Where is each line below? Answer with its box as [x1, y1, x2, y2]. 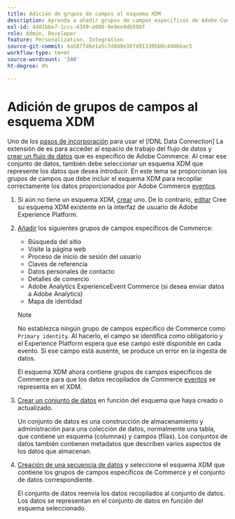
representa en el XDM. [17, 382, 83, 391]
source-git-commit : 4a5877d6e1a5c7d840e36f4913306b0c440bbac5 [7, 43, 192, 50]
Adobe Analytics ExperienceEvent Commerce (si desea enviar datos [27, 282, 225, 290]
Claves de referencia [27, 259, 88, 268]
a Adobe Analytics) [27, 289, 83, 298]
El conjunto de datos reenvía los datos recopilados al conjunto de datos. [17, 489, 225, 497]
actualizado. [17, 403, 53, 412]
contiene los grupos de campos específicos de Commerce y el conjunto [17, 468, 225, 476]
